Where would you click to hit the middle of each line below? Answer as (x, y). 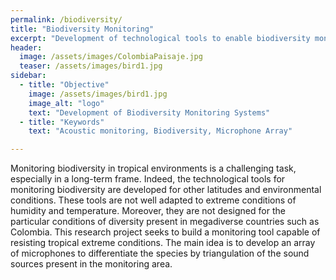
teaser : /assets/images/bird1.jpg (91, 66)
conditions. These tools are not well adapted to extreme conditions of (153, 200)
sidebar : (28, 76)
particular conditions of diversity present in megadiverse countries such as (165, 222)
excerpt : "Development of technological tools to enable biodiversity (160, 38)
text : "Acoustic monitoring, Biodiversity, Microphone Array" (160, 131)
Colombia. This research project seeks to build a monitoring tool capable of (165, 232)
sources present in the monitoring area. (91, 264)
